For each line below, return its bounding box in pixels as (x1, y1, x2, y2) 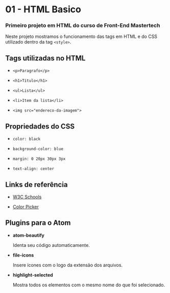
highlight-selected (12, 271, 54, 278)
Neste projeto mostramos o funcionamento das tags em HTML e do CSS (5, 33, 157, 39)
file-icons (12, 252, 34, 258)
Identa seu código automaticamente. (12, 242, 90, 248)
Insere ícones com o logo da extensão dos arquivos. (12, 262, 123, 268)
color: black (12, 137, 41, 142)
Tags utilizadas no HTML (5, 54, 86, 62)
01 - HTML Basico (5, 4, 82, 15)
